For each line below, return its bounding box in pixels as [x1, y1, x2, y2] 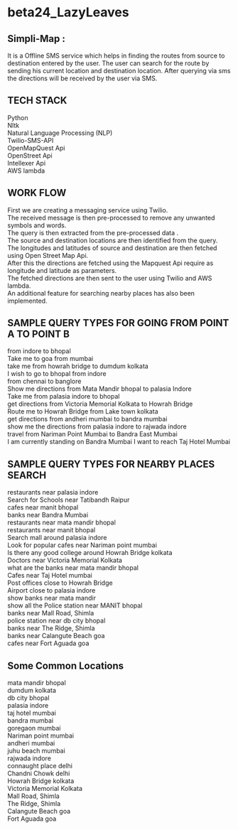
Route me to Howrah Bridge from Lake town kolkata [7, 407, 158, 416]
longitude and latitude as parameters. [7, 266, 117, 274]
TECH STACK [7, 95, 67, 107]
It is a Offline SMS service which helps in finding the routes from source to [7, 51, 225, 60]
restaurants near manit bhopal [7, 526, 96, 534]
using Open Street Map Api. [7, 251, 89, 259]
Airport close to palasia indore [7, 586, 96, 595]
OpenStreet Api [7, 151, 53, 160]
